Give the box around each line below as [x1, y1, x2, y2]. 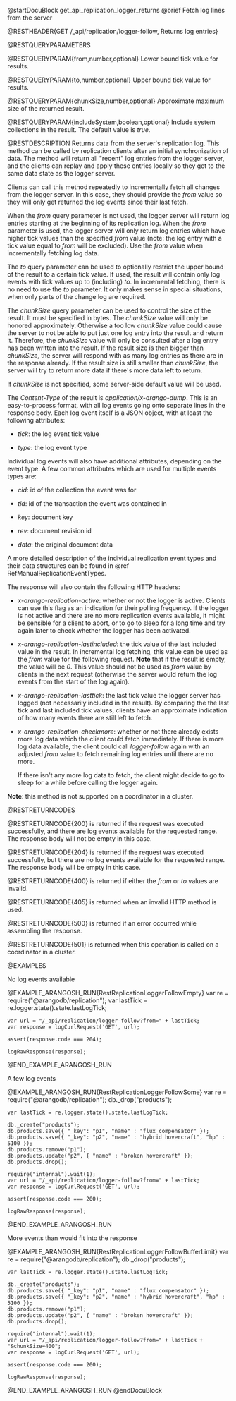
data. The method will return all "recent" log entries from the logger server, [7, 154, 225, 162]
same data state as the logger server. [7, 169, 116, 177]
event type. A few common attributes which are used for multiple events [7, 465, 217, 473]
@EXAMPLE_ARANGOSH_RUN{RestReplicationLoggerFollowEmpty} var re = [7, 989, 229, 997]
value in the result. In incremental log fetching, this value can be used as [17, 648, 228, 655]
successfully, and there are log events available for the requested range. [7, 827, 218, 835]
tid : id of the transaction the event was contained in [17, 499, 167, 507]
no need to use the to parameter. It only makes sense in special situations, [7, 285, 223, 293]
